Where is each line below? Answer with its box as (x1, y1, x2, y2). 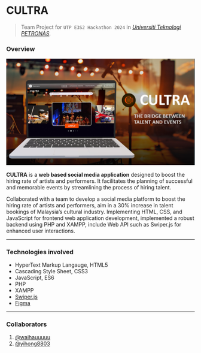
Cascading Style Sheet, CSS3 (14, 268, 89, 275)
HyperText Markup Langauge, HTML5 (14, 261, 108, 268)
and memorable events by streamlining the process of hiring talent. (6, 183, 172, 191)
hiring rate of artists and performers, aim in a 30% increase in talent (6, 201, 173, 209)
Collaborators (6, 320, 47, 328)
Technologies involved (6, 248, 74, 256)
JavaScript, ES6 (14, 274, 55, 282)
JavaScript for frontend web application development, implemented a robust (6, 214, 194, 222)
